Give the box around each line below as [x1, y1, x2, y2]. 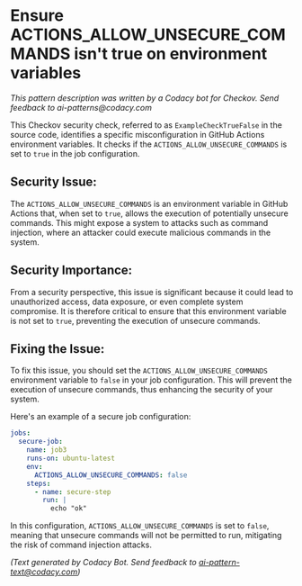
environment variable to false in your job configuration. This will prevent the [10, 374, 293, 385]
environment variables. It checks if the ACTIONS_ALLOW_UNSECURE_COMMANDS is [10, 139, 288, 149]
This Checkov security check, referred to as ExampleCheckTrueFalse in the [10, 119, 282, 131]
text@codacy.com [10, 566, 78, 577]
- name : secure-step [33, 487, 111, 496]
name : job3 [26, 446, 67, 455]
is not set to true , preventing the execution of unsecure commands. [10, 315, 261, 326]
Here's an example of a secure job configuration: [10, 411, 191, 422]
